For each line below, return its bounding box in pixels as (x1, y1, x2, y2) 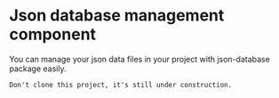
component (9, 24, 96, 45)
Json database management (9, 5, 225, 26)
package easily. (9, 63, 67, 74)
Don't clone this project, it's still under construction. (9, 80, 233, 89)
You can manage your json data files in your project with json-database (9, 53, 271, 64)
